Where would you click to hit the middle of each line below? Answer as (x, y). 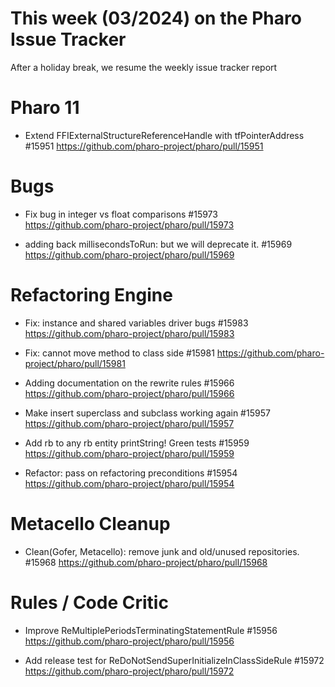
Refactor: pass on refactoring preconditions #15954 (131, 473)
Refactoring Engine (91, 295)
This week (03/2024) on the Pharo (156, 18)
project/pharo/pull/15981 (75, 363)
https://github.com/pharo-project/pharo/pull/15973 (129, 224)
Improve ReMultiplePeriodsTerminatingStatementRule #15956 (151, 630)
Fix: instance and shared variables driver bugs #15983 (136, 323)
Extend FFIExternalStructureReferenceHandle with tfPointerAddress (164, 135)
